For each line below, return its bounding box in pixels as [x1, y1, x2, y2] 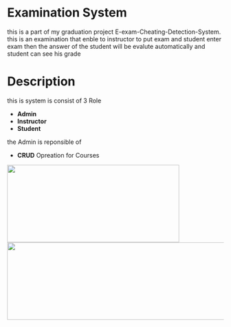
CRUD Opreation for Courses [16, 151, 100, 159]
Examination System [7, 5, 127, 21]
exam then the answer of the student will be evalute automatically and [7, 42, 206, 50]
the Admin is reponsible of [7, 138, 82, 146]
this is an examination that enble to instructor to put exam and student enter [7, 34, 222, 43]
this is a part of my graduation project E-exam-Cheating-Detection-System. [7, 28, 221, 36]
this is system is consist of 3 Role [7, 96, 102, 105]
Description [7, 74, 76, 89]
